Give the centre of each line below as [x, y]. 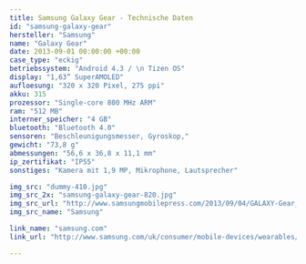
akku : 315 [28, 94]
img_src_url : [34, 204]
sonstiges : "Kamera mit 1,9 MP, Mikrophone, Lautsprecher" [124, 170]
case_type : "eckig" [46, 60]
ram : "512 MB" [36, 111]
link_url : [28, 237]
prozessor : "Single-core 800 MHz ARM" [83, 102]
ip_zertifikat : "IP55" [52, 162]
